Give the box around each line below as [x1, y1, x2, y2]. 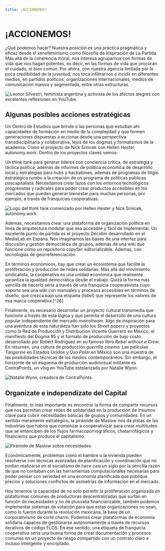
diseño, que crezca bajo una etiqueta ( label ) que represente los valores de [5, 293, 157, 299]
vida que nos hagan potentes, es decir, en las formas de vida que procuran [5, 60, 158, 67]
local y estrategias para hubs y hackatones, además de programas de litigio [5, 170, 159, 175]
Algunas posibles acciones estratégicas [5, 110, 131, 119]
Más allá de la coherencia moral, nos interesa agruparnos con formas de [5, 55, 152, 61]
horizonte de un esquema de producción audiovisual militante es [5, 360, 136, 366]
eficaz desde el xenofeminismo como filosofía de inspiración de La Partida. [5, 50, 158, 56]
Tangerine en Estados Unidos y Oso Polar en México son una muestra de [5, 349, 154, 355]
